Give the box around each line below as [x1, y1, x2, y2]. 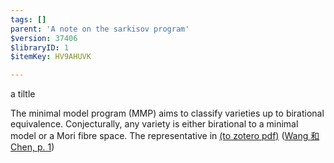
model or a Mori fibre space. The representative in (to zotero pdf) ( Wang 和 [10, 130, 320, 142]
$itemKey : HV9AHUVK [10, 52, 92, 62]
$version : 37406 [10, 33, 78, 43]
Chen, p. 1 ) [10, 141, 55, 153]
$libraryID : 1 [10, 42, 70, 53]
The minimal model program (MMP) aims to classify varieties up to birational [10, 107, 325, 120]
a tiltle [10, 88, 36, 100]
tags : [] [10, 14, 47, 25]
